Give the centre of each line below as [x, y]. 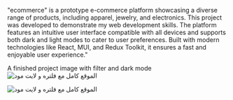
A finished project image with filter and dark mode [79, 68]
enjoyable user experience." [48, 55]
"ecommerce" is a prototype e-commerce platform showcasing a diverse [113, 10]
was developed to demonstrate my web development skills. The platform [112, 25]
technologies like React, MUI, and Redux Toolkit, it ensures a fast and [107, 47]
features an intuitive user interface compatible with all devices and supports [116, 32]
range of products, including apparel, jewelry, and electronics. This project [115, 17]
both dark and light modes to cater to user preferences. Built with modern [113, 40]
